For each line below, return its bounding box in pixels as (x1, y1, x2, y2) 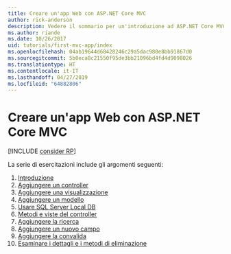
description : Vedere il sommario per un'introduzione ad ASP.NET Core (8, 23, 214, 30)
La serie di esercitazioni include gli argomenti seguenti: (8, 161, 164, 169)
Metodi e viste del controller (17, 210, 97, 218)
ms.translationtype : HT (8, 61, 76, 68)
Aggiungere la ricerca (17, 218, 80, 226)
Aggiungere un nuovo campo (17, 224, 100, 233)
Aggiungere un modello (17, 196, 84, 204)
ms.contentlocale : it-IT (8, 67, 79, 74)
